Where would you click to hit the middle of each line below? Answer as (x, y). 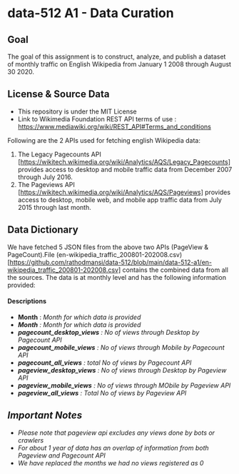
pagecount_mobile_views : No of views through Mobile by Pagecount (121, 347)
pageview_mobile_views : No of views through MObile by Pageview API (124, 385)
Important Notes (45, 415)
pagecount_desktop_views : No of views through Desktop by (108, 332)
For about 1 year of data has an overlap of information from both (113, 448)
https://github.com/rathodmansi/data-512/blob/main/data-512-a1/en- (111, 262)
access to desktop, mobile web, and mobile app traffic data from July (120, 200)
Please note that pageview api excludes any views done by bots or (116, 433)
